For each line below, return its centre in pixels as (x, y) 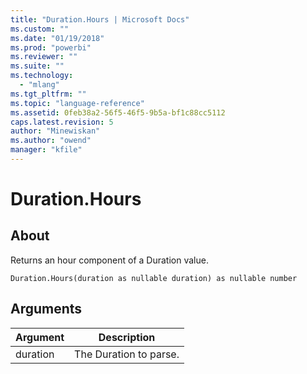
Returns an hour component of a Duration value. (109, 260)
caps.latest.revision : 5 (62, 122)
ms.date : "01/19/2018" (57, 38)
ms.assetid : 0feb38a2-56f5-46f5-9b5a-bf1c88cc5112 (118, 112)
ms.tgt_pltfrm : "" (48, 94)
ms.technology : (42, 76)
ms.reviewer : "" (44, 57)
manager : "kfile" (46, 150)
